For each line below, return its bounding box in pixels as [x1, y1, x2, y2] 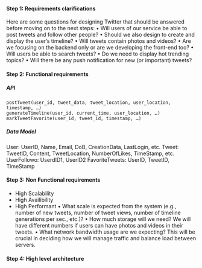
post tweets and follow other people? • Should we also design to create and [6, 31, 195, 39]
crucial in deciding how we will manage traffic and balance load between [14, 234, 197, 241]
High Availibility [14, 196, 54, 203]
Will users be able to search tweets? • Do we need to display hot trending [6, 50, 189, 57]
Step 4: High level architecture [6, 255, 84, 262]
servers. [14, 241, 36, 248]
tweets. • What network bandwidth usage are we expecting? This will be [14, 228, 195, 235]
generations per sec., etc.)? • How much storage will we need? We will [14, 215, 191, 223]
